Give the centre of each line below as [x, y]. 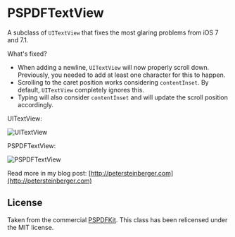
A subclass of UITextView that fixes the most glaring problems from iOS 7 [113, 32]
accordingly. [36, 104]
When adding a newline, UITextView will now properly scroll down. [113, 67]
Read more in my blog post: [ [49, 173]
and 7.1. [18, 39]
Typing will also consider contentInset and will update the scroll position [123, 97]
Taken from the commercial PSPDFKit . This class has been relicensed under [118, 219]
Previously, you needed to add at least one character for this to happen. [121, 75]
